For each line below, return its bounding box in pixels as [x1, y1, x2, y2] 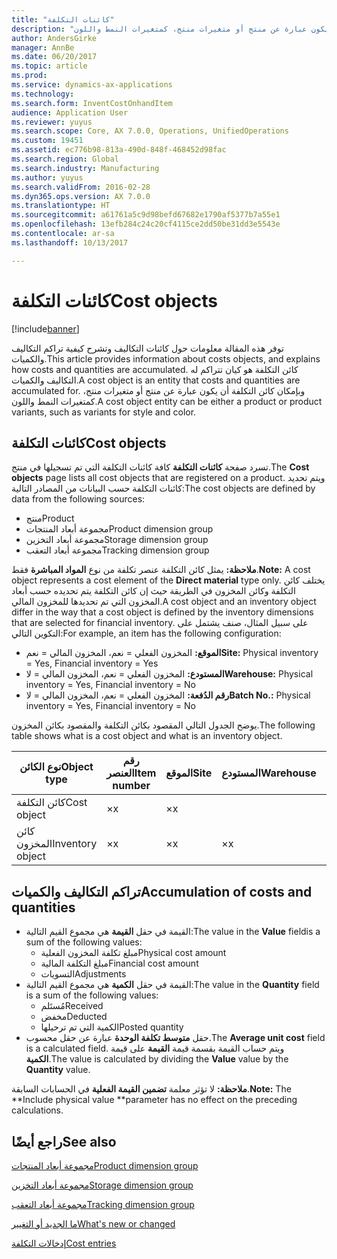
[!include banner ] [11, 322, 80, 335]
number [112, 779, 151, 793]
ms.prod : [11, 71, 48, 81]
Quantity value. [25, 1064, 91, 1076]
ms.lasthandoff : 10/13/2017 [11, 237, 129, 248]
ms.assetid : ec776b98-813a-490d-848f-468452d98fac [11, 145, 227, 155]
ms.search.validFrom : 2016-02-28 [11, 182, 151, 192]
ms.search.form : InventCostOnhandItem [11, 98, 173, 108]
